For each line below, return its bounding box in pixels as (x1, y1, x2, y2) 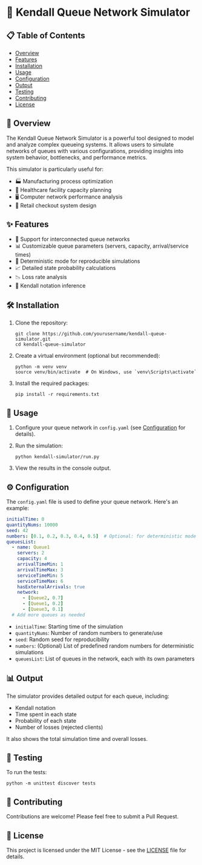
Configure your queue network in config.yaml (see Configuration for (15, 424, 186, 432)
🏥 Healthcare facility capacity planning (15, 186, 112, 193)
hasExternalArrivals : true (17, 584, 85, 590)
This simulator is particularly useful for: (6, 165, 104, 173)
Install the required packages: (15, 380, 90, 387)
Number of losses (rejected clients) (15, 723, 103, 731)
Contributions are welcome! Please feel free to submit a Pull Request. (6, 813, 179, 820)
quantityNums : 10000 (6, 522, 59, 528)
